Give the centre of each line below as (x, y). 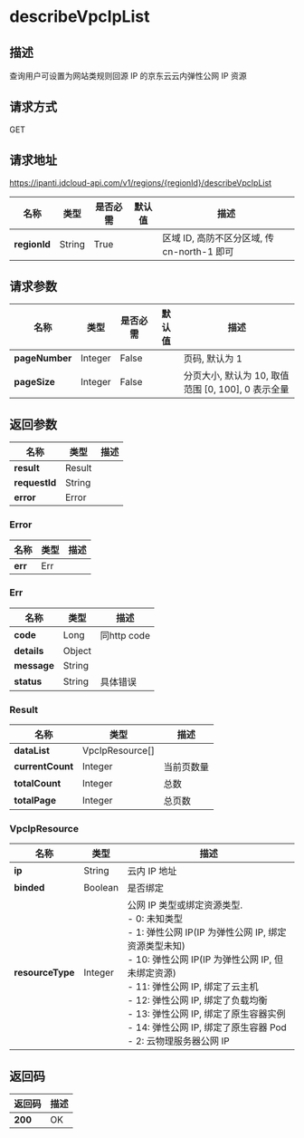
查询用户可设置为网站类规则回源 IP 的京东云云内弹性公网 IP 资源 (128, 76)
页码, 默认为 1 (213, 359)
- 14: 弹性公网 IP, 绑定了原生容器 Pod (207, 1027)
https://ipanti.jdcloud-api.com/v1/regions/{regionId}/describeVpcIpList (141, 182)
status (28, 681)
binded (29, 888)
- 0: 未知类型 (155, 919)
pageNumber (43, 358)
